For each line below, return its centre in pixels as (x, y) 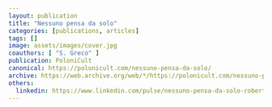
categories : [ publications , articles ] (74, 31)
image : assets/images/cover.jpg (63, 46)
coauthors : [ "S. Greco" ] (54, 53)
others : (21, 83)
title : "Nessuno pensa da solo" (63, 23)
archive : (23, 76)
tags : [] (23, 38)
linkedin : (32, 91)
